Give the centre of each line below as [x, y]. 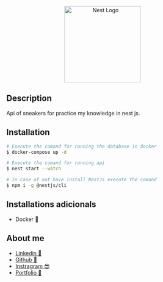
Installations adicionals [51, 204]
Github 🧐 [26, 259]
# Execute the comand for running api [56, 163]
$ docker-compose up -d [37, 152]
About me [25, 238]
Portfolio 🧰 [28, 272]
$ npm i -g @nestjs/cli [37, 186]
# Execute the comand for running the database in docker [81, 146]
